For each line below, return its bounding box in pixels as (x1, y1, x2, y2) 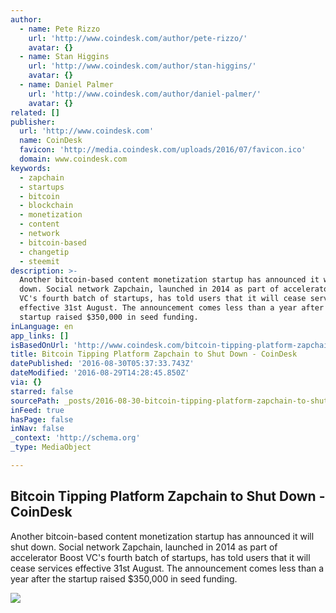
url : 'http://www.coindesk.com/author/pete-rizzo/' (28, 33, 248, 43)
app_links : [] (10, 331, 70, 341)
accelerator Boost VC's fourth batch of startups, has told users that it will (10, 551, 311, 563)
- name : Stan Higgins (19, 52, 110, 62)
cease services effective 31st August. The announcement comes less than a (10, 562, 325, 574)
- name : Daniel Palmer (19, 80, 114, 90)
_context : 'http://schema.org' (10, 433, 141, 443)
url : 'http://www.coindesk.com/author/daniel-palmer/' (28, 89, 262, 99)
